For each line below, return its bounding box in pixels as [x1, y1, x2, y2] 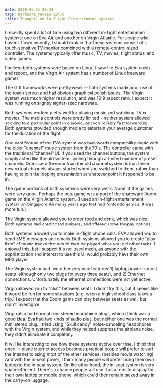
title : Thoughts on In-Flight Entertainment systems [5, 16, 114, 21]
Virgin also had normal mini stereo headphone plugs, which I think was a [5, 311, 150, 317]
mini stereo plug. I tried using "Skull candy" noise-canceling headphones [5, 321, 152, 327]
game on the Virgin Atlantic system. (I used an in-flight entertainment [5, 196, 144, 202]
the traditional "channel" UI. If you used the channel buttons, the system [5, 150, 150, 156]
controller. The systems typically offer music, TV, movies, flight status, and [5, 50, 155, 56]
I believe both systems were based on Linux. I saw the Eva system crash [5, 65, 150, 71]
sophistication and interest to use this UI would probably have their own [5, 251, 149, 257]
